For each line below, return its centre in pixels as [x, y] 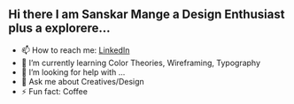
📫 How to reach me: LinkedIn [75, 50]
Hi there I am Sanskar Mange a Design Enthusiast [147, 15]
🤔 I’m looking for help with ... [73, 72]
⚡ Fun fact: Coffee [54, 91]
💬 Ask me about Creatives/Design [83, 81]
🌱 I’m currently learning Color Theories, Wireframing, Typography [141, 63]
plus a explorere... [60, 29]
